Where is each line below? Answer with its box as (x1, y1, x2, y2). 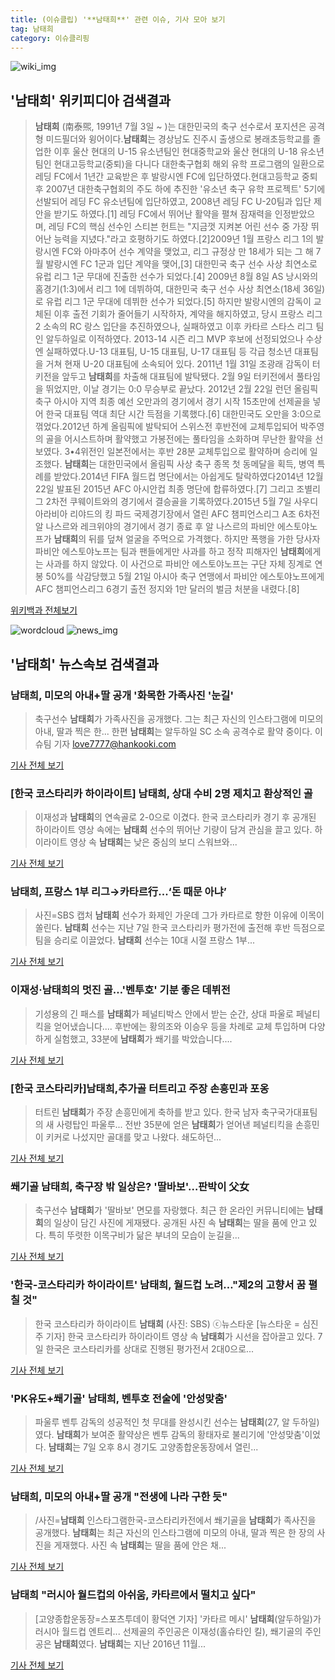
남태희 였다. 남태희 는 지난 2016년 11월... (53, 1637, 206, 1650)
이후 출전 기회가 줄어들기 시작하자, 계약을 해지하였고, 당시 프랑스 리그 (53, 308, 323, 320)
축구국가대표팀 (261, 1106, 318, 1118)
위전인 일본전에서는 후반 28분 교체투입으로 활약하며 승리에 (79, 446, 308, 458)
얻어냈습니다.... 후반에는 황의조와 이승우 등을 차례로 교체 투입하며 (53, 1020, 307, 1032)
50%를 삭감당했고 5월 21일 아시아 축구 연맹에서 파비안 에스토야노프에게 (45, 571, 325, 583)
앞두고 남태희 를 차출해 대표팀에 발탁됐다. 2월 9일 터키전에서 (61, 371, 295, 383)
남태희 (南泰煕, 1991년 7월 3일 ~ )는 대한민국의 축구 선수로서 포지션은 (34, 121, 307, 133)
